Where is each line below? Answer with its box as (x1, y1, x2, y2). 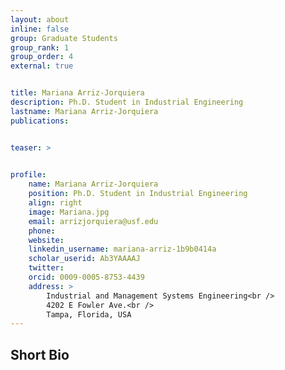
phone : (28, 226, 56, 236)
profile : (10, 170, 47, 180)
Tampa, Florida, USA (46, 309, 132, 320)
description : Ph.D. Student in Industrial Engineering (10, 97, 244, 107)
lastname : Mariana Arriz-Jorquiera (10, 106, 159, 116)
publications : (10, 116, 70, 126)
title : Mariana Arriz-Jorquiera (10, 88, 145, 98)
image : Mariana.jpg (28, 207, 110, 217)
